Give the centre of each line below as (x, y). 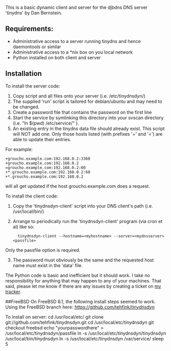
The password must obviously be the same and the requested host (83, 260)
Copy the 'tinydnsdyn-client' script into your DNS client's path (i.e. (83, 206)
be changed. (26, 106)
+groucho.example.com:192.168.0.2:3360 (48, 159)
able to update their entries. (42, 139)
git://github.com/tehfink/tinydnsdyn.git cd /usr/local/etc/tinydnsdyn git (80, 322)
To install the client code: (32, 196)
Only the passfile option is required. (43, 250)
